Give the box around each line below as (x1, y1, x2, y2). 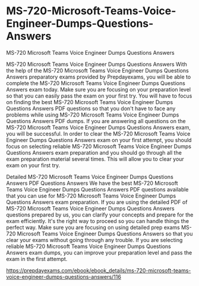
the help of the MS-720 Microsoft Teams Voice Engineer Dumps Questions (6, 67, 189, 74)
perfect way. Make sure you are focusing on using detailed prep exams (6, 224, 180, 231)
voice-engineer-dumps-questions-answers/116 (6, 273, 122, 280)
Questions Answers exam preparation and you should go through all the (6, 149, 182, 156)
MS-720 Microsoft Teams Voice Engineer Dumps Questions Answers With (6, 61, 187, 68)
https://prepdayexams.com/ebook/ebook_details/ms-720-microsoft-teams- (6, 266, 191, 274)
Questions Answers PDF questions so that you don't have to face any (6, 105, 176, 112)
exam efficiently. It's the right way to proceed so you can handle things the (6, 217, 189, 224)
